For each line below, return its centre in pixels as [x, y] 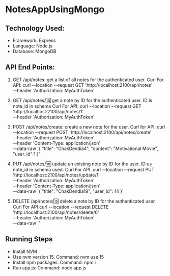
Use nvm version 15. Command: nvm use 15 [58, 257]
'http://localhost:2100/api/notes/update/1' [56, 175]
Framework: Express [34, 40]
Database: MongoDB [34, 51]
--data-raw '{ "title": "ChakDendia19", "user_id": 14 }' [68, 191]
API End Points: [30, 67]
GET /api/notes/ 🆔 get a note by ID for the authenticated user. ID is [82, 100]
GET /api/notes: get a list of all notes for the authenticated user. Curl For [88, 80]
